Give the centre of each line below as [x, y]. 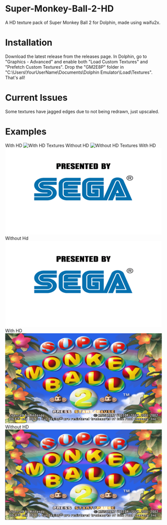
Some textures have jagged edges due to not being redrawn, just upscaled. [82, 111]
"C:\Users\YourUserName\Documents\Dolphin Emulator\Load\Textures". [79, 72]
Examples [26, 131]
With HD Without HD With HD [81, 145]
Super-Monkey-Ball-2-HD [60, 9]
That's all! [15, 77]
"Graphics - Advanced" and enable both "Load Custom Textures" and [77, 62]
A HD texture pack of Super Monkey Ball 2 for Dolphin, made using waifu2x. [83, 22]
